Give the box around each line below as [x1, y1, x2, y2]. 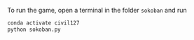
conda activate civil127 [7, 20, 80, 27]
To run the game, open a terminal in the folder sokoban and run [7, 6, 187, 14]
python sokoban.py [7, 26, 61, 33]
